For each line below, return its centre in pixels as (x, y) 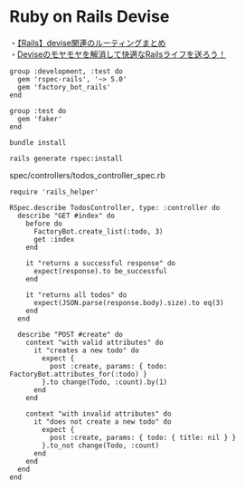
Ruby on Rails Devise (90, 17)
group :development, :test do (66, 71)
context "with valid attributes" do (95, 342)
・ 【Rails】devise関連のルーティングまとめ (88, 43)
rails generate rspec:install (66, 158)
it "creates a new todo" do (86, 350)
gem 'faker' (40, 119)
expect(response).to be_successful (100, 271)
